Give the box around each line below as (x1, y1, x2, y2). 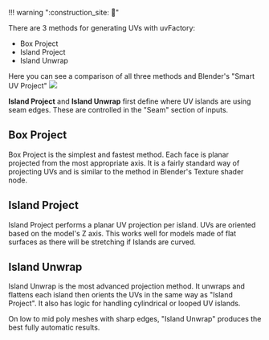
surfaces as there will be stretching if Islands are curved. (8, 237, 197, 247)
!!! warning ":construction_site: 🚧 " (8, 8, 120, 17)
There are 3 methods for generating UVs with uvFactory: (8, 23, 195, 32)
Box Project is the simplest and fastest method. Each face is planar (8, 150, 229, 159)
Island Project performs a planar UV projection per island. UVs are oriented (8, 219, 256, 229)
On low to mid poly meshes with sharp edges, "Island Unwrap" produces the (8, 314, 262, 324)
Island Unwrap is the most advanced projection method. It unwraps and (8, 281, 245, 291)
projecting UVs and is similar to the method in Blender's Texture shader (8, 166, 244, 176)
